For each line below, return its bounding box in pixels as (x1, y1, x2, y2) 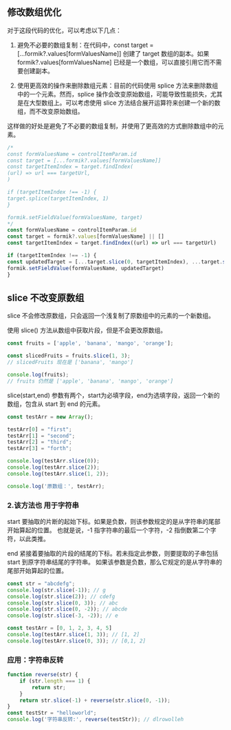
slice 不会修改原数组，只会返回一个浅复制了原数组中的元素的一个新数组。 (7, 312, 215, 320)
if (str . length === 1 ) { (19, 678, 91, 685)
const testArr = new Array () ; (7, 413, 94, 420)
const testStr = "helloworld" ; (7, 709, 97, 717)
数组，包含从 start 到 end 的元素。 (7, 399, 104, 408)
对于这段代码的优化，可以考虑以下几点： (7, 26, 122, 34)
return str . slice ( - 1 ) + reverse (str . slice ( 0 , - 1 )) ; (19, 697, 170, 704)
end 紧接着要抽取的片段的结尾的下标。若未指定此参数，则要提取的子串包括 (7, 549, 219, 557)
